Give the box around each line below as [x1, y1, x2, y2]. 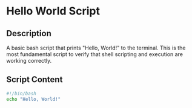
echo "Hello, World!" [6, 96, 61, 102]
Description [6, 28, 51, 39]
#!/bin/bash [6, 91, 36, 97]
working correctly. [6, 57, 52, 64]
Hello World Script [6, 4, 100, 18]
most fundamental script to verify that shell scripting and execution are [6, 51, 184, 58]
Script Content [6, 74, 63, 85]
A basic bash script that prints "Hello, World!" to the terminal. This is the [6, 44, 186, 51]
